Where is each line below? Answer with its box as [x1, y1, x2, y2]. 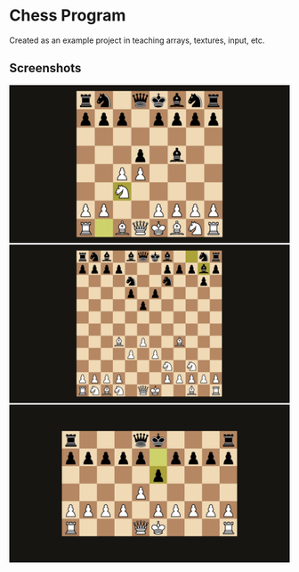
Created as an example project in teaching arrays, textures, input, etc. [9, 35, 265, 46]
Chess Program [9, 5, 126, 26]
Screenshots [9, 61, 82, 76]
